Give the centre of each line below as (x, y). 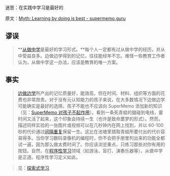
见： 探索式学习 (33, 168)
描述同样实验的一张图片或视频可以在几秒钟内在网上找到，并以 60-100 (91, 125)
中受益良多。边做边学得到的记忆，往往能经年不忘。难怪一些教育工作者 (91, 56)
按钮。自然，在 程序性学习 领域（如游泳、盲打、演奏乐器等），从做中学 (90, 150)
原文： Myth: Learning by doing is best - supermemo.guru (66, 18)
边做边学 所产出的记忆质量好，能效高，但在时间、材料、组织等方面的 (89, 93)
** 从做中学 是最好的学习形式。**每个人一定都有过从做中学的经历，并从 (91, 49)
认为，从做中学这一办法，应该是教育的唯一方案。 (69, 62)
